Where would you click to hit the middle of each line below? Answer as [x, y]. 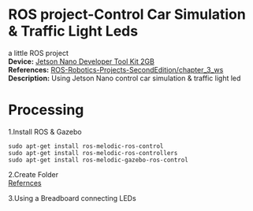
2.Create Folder [33, 174]
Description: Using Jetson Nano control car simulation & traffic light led [125, 78]
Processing [46, 110]
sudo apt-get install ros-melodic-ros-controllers [93, 153]
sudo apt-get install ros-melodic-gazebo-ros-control [99, 160]
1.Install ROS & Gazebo [45, 131]
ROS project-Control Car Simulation [127, 15]
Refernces [25, 183]
